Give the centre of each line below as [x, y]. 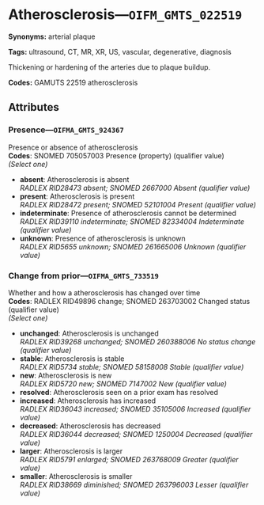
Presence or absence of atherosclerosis [73, 147]
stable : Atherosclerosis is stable [72, 359]
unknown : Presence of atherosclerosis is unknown [102, 238]
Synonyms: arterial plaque [52, 36]
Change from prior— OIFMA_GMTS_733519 [84, 275]
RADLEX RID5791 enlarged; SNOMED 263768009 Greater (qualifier [129, 459]
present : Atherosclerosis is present [77, 196]
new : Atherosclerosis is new [66, 375]
